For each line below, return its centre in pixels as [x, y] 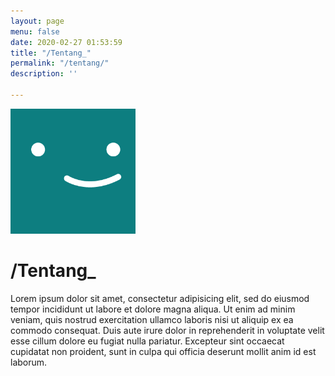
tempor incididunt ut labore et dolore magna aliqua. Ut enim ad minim [153, 309]
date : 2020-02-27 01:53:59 [66, 42]
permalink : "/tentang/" [60, 63]
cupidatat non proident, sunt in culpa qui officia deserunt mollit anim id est [163, 351]
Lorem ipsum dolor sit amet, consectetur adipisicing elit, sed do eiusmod [160, 298]
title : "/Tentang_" [51, 53]
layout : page [37, 21]
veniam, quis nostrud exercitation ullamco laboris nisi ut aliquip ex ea [152, 319]
